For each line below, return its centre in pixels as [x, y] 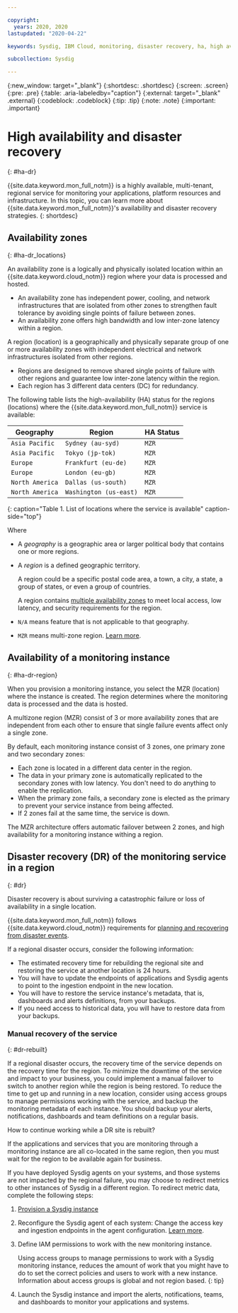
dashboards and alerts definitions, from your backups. [97, 1000]
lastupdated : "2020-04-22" [47, 33]
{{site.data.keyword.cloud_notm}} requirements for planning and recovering [118, 928]
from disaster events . [38, 935]
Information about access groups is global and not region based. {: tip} [121, 1280]
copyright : [23, 20]
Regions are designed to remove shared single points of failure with [116, 370]
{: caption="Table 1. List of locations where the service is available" [106, 508]
